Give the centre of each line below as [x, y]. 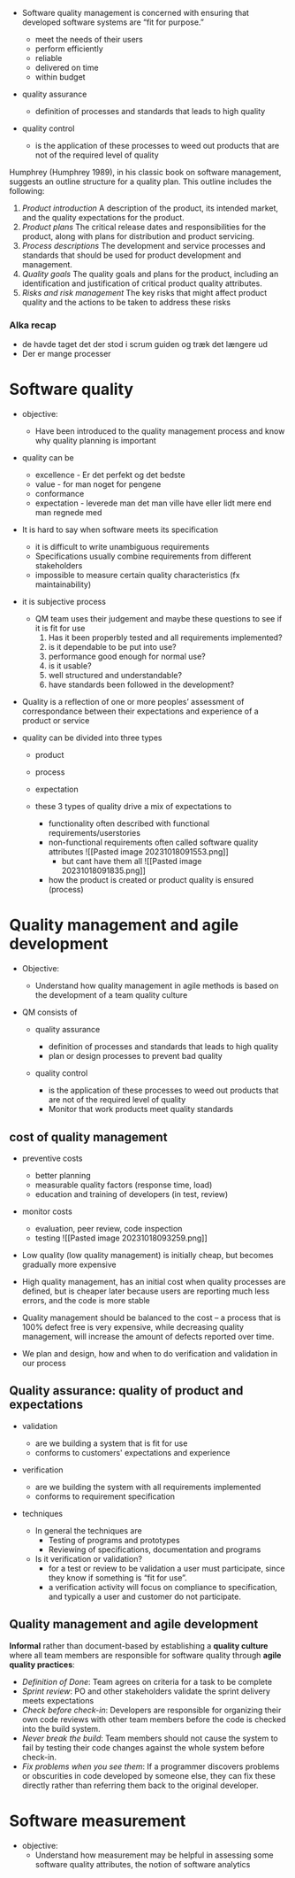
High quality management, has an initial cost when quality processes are [154, 1281]
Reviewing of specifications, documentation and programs [155, 1550]
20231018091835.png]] [103, 870]
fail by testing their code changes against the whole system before [143, 1747]
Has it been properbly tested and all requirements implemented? [165, 638]
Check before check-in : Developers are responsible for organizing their [151, 1710]
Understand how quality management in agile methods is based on [157, 985]
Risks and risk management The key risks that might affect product [144, 293]
